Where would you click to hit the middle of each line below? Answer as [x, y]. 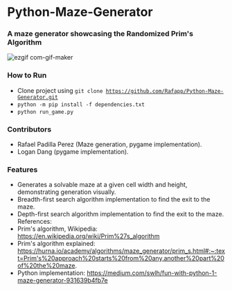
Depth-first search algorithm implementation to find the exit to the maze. [121, 214]
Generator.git [37, 97]
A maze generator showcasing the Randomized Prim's [100, 34]
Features [23, 169]
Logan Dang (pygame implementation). [73, 152]
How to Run [27, 76]
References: [34, 222]
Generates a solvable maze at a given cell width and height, [102, 185]
